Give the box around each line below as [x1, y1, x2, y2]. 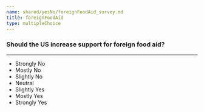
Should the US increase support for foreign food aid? [6, 40, 165, 49]
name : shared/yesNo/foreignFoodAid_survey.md [6, 9, 123, 15]
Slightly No [15, 72, 43, 80]
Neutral [15, 79, 34, 86]
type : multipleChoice [6, 20, 61, 26]
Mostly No [15, 66, 41, 74]
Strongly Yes [15, 99, 47, 106]
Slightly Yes [15, 86, 45, 93]
